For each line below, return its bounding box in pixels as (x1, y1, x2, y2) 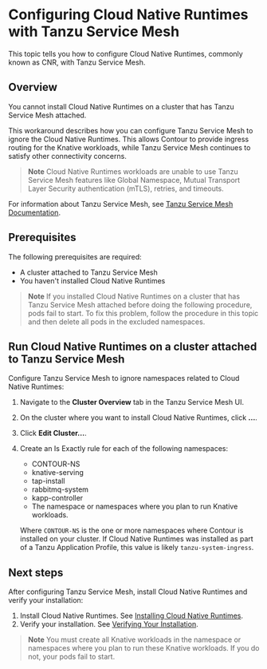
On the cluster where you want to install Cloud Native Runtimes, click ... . (19, 413, 257, 422)
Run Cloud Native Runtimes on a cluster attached (8, 339, 257, 353)
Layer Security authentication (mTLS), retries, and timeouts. (27, 184, 225, 193)
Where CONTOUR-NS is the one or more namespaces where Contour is (19, 525, 244, 536)
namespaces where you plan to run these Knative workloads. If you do (27, 643, 260, 653)
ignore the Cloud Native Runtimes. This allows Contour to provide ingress (8, 134, 249, 144)
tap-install (31, 477, 65, 486)
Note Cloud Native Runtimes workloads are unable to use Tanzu (27, 166, 239, 176)
